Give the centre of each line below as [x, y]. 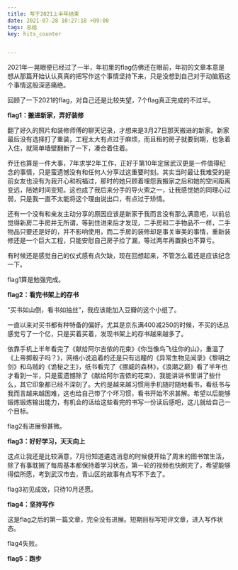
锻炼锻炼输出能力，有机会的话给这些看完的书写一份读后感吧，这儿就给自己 [116, 402]
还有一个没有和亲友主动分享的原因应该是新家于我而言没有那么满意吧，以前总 [119, 214]
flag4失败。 [24, 544]
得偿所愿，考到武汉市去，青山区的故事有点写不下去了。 [88, 474]
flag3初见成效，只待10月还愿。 [52, 489]
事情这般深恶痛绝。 [41, 85]
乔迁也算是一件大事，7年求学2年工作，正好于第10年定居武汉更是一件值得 [113, 163]
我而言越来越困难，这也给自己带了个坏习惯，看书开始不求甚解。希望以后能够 [119, 393]
